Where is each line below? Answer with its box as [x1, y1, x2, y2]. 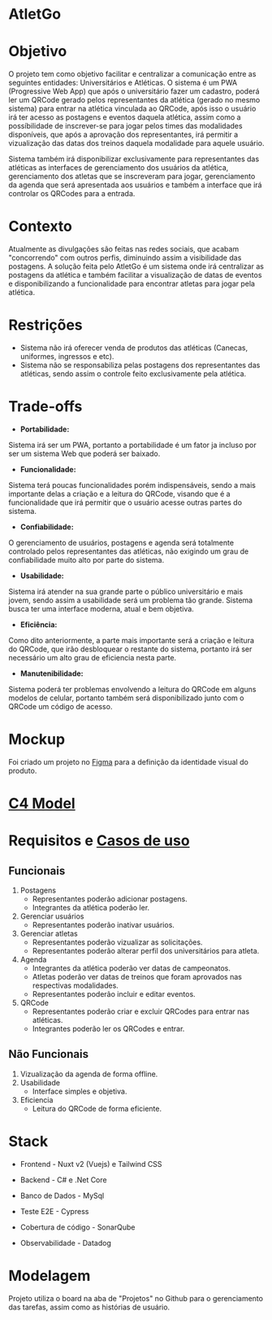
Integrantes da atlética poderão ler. [32, 903, 150, 913]
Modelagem [8, 1267, 91, 1285]
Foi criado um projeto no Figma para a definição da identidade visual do [8, 756, 249, 766]
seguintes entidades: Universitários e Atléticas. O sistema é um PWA [8, 78, 238, 88]
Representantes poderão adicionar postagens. [32, 894, 188, 904]
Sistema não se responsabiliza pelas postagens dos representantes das [19, 360, 261, 370]
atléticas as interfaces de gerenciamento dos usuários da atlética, [8, 163, 229, 173]
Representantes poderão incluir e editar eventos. [32, 989, 196, 999]
